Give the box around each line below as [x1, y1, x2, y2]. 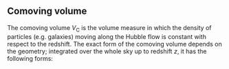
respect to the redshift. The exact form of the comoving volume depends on [7, 40, 222, 48]
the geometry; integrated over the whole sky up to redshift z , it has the [7, 47, 207, 55]
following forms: [7, 54, 54, 62]
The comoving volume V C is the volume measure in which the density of [7, 23, 212, 33]
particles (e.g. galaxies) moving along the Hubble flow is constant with [7, 32, 206, 40]
